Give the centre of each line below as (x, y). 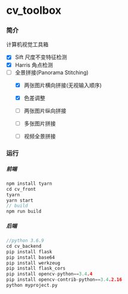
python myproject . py (32, 286)
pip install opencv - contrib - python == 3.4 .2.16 (64, 280)
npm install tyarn (29, 184)
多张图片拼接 (40, 123)
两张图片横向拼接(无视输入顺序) (63, 85)
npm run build (24, 211)
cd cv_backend (24, 246)
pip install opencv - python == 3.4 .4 (50, 274)
